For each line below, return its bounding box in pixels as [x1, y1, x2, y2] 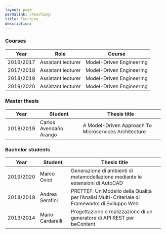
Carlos [40, 118, 55, 125]
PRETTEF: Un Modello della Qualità [71, 188, 152, 195]
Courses [5, 38, 26, 45]
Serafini [40, 197, 58, 204]
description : [5, 21, 32, 26]
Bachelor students [5, 146, 50, 153]
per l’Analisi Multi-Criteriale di [71, 194, 140, 201]
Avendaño [40, 125, 64, 132]
